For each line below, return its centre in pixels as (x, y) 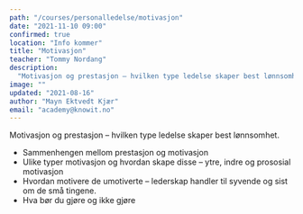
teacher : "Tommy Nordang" (58, 59)
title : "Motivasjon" (48, 51)
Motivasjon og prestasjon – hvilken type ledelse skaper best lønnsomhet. (144, 135)
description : (34, 68)
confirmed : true (40, 34)
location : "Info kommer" (56, 43)
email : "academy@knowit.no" (62, 110)
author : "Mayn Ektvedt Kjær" (64, 101)
